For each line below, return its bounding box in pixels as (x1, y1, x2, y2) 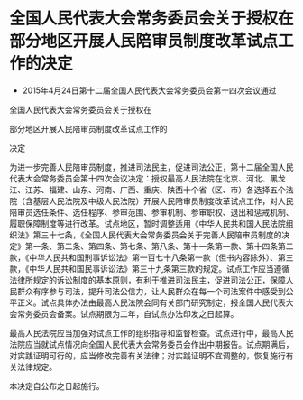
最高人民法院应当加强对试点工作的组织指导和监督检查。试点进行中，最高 (9, 327, 278, 339)
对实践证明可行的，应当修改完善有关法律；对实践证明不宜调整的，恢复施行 (9, 349, 286, 361)
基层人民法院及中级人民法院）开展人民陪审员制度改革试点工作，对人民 (32, 195, 294, 206)
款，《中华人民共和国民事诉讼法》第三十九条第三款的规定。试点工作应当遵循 (9, 263, 290, 274)
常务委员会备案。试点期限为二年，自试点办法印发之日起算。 (16, 308, 239, 319)
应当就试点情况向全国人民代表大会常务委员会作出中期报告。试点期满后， (24, 339, 294, 349)
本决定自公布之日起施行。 (9, 380, 105, 391)
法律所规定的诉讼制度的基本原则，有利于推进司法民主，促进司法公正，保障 (9, 274, 286, 285)
